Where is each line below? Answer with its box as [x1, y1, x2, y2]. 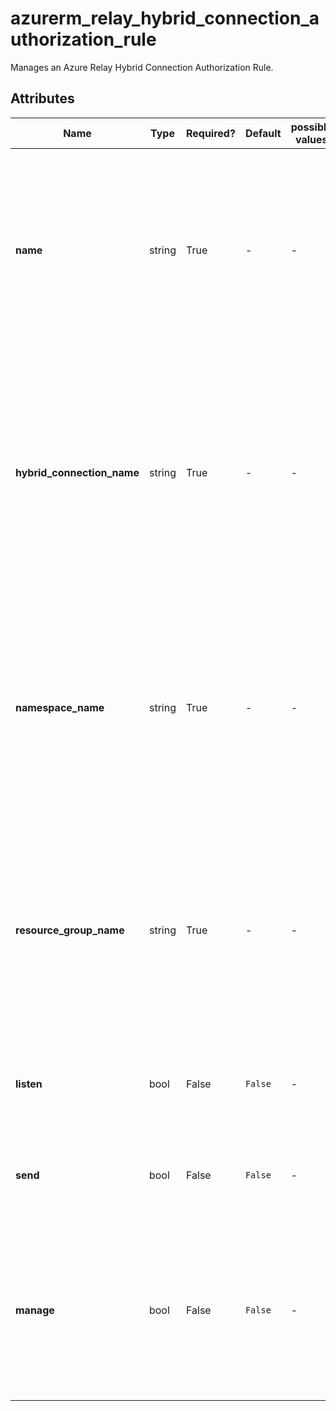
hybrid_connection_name [15, 465, 140, 479]
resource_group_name [15, 923, 125, 937]
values [295, 132, 328, 146]
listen [15, 1077, 43, 1091]
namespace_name [15, 700, 105, 714]
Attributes [10, 90, 75, 107]
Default [244, 126, 282, 140]
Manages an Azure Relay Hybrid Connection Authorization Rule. [10, 61, 274, 73]
